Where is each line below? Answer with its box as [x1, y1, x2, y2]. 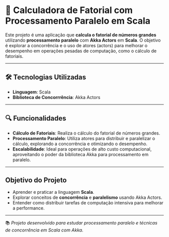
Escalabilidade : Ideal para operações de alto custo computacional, [12, 146, 152, 152]
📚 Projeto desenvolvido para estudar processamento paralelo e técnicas [5, 220, 157, 226]
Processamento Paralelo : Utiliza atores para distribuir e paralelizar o [12, 135, 155, 141]
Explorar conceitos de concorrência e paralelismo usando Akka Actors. [12, 194, 162, 200]
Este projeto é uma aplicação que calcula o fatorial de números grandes [5, 32, 157, 38]
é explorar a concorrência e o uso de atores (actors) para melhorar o [5, 42, 147, 48]
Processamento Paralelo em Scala [5, 15, 151, 27]
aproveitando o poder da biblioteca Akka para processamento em [12, 151, 149, 157]
